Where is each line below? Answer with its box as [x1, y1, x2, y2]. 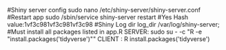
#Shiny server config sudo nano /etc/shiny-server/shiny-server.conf [7, 6, 201, 14]
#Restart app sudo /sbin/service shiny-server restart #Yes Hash [7, 13, 189, 21]
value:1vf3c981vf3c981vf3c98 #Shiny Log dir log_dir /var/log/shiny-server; [7, 21, 220, 28]
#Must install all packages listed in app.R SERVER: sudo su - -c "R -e [7, 27, 202, 36]
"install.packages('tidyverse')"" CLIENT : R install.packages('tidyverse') [7, 35, 210, 43]
